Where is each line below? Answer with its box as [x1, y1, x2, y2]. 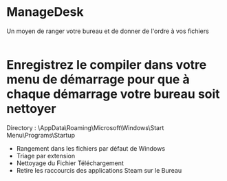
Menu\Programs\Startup [6, 131, 75, 139]
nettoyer [6, 101, 56, 117]
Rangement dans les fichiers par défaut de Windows [16, 144, 166, 152]
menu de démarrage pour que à [6, 72, 190, 87]
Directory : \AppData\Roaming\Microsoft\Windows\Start [6, 123, 164, 131]
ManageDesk [6, 4, 84, 20]
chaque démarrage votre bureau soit [6, 87, 221, 102]
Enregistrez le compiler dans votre [6, 57, 207, 73]
